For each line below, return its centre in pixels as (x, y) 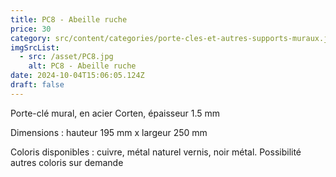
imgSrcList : (35, 47)
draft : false (37, 85)
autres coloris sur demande (67, 162)
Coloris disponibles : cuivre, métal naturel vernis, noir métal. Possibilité (156, 152)
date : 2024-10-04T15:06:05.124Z (77, 76)
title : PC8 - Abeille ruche (69, 19)
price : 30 (31, 29)
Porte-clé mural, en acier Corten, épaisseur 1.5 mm (115, 113)
